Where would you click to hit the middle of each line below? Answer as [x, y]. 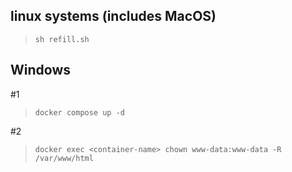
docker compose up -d [79, 112]
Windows [40, 70]
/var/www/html [64, 158]
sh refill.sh [62, 39]
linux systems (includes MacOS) [113, 16]
